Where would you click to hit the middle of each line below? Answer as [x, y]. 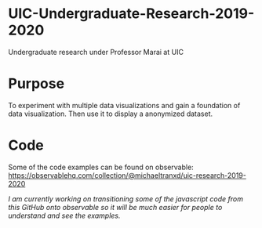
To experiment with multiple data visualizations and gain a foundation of [124, 105]
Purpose [36, 84]
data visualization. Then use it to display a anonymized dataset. [111, 114]
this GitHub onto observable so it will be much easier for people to [115, 207]
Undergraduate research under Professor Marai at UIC [96, 52]
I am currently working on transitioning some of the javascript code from [126, 199]
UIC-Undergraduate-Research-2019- [131, 14]
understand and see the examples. [64, 215]
